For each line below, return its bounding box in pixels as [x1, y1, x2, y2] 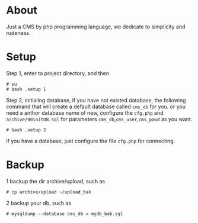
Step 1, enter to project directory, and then [6, 69, 110, 77]
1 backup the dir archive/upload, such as [6, 177, 106, 185]
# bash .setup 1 [6, 86, 46, 92]
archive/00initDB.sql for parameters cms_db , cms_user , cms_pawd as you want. [6, 115, 193, 122]
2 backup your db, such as [6, 199, 72, 206]
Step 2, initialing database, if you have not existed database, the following [6, 96, 186, 104]
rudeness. [6, 29, 31, 36]
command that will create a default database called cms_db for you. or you [6, 103, 186, 110]
